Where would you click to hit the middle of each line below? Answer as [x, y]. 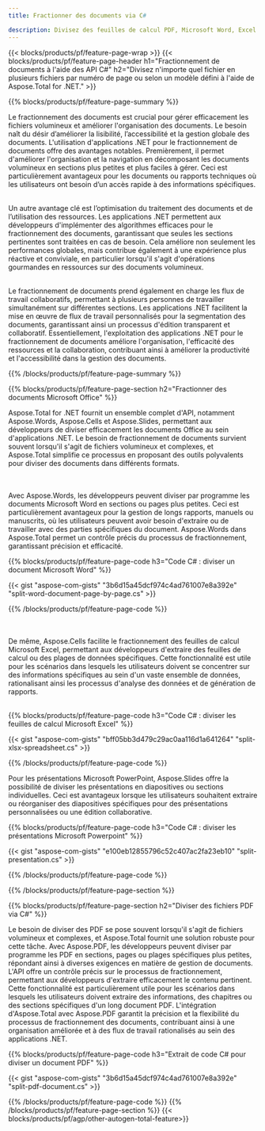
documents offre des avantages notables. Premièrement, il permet [116, 151]
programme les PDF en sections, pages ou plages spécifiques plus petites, [130, 954]
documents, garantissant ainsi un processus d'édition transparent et [119, 324]
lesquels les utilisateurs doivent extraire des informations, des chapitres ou [130, 996]
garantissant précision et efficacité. [66, 546]
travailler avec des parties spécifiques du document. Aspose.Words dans [127, 529]
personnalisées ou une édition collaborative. [80, 812]
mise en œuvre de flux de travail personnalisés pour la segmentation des [127, 316]
